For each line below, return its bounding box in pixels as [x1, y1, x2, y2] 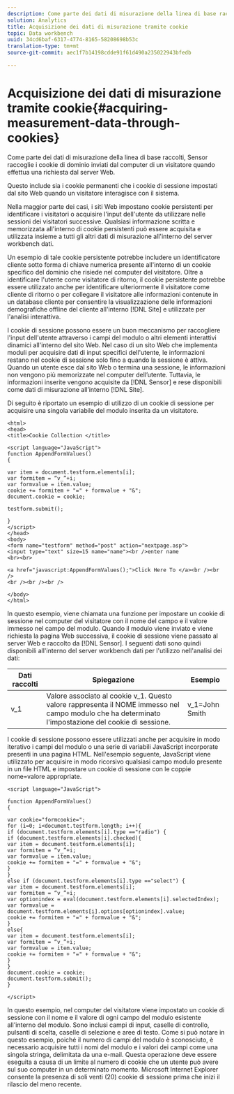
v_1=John [187, 699, 220, 709]
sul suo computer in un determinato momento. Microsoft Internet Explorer [7, 1065, 219, 1073]
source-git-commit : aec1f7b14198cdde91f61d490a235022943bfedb [7, 50, 192, 57]
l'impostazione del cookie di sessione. [46, 717, 171, 727]
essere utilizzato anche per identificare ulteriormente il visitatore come [7, 282, 210, 291]
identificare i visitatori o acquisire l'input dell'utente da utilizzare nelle [7, 210, 206, 218]
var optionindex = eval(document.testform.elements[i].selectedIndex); [7, 896, 219, 903]
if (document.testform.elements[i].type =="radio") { [7, 829, 167, 836]
